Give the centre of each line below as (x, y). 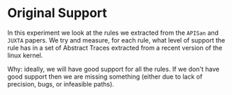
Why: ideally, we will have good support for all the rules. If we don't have (114, 69)
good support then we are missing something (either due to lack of (105, 77)
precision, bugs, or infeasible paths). (61, 84)
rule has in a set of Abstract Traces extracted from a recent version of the (115, 47)
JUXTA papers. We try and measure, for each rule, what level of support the (116, 40)
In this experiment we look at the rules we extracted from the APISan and (113, 33)
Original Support (57, 13)
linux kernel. (25, 55)
